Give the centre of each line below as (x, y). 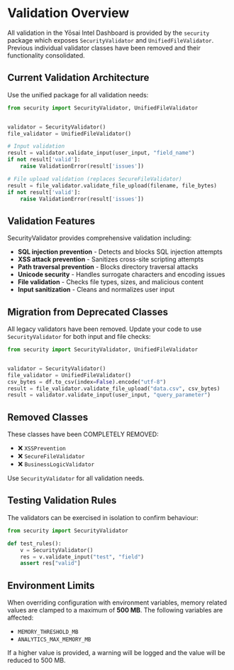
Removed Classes (48, 417)
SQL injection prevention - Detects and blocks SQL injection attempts (120, 252)
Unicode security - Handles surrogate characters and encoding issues (121, 274)
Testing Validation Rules (62, 501)
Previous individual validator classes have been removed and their (104, 48)
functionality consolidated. (46, 55)
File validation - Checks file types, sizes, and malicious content (111, 282)
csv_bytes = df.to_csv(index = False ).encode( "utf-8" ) (87, 382)
